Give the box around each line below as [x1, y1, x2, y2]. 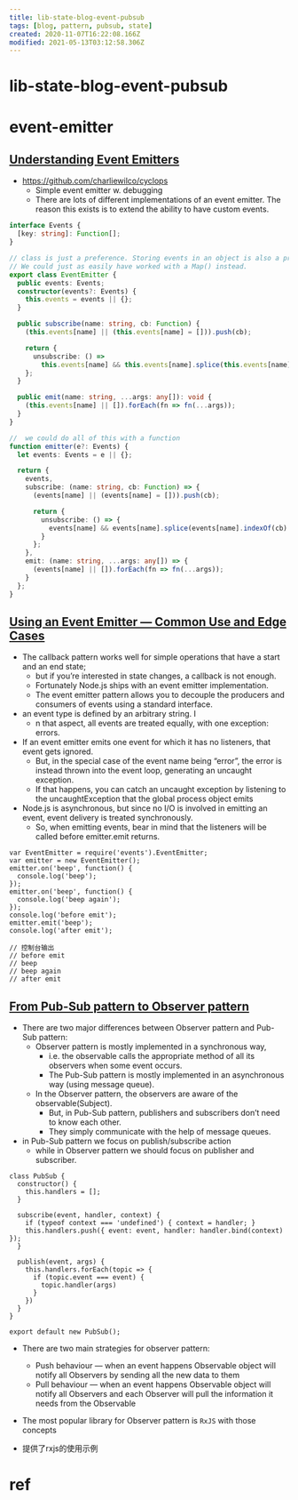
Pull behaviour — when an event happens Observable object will [35, 1379, 271, 1390]
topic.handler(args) [41, 1281, 117, 1290]
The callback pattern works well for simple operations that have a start [21, 652, 281, 662]
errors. [35, 727, 60, 738]
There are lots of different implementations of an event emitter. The [35, 195, 281, 205]
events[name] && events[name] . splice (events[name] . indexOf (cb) [48, 524, 288, 533]
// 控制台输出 [9, 943, 55, 952]
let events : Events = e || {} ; [17, 450, 133, 459]
